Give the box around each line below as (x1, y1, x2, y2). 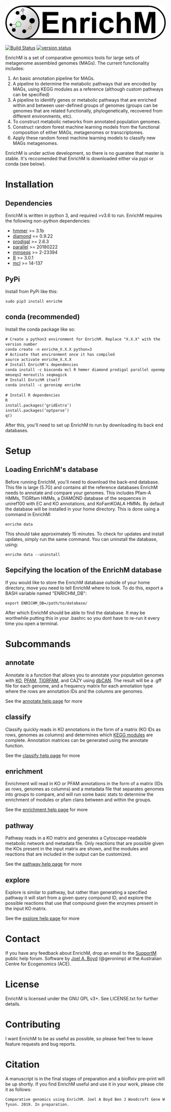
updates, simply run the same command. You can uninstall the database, (5, 536, 158, 542)
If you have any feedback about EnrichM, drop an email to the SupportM (5, 950, 157, 956)
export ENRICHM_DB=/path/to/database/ (5, 601, 88, 606)
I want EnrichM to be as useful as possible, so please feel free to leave (5, 1035, 153, 1041)
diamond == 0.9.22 (12, 233, 53, 239)
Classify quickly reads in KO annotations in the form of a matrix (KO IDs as (5, 726, 161, 732)
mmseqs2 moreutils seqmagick (5, 372, 67, 377)
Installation (5, 179, 54, 190)
